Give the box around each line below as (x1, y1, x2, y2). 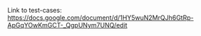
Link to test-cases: (7, 6, 62, 14)
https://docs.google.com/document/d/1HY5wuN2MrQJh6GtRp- (7, 13, 194, 22)
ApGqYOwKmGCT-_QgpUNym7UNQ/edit (7, 21, 128, 29)
